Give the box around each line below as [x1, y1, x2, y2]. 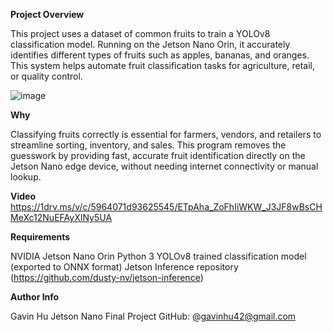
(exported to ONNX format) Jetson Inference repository [10, 261, 239, 273]
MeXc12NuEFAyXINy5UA [10, 212, 113, 223]
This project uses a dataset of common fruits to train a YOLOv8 [10, 28, 271, 39]
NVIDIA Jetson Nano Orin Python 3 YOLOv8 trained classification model [10, 250, 307, 262]
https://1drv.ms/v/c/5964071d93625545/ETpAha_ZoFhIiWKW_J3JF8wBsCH [10, 201, 323, 213]
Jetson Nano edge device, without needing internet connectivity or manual [10, 160, 319, 172]
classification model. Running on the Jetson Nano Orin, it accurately [10, 39, 291, 50]
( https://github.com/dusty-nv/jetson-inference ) [10, 272, 204, 283]
